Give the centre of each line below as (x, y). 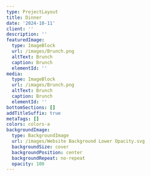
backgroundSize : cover (40, 147)
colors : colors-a (28, 125)
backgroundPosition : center (47, 152)
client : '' (20, 29)
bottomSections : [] (31, 107)
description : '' (27, 34)
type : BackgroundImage (40, 136)
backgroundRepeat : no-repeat (49, 158)
